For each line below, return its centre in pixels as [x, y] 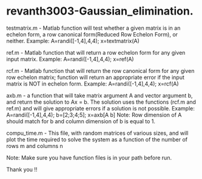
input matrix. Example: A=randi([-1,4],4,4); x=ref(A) [70, 59]
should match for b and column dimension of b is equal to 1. [81, 121]
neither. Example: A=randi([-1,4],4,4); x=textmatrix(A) [73, 41]
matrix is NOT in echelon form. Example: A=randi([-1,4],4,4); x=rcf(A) [93, 84]
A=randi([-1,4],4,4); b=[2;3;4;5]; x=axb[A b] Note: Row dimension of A [94, 115]
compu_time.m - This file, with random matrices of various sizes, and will [97, 133]
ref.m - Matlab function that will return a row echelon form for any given [96, 52]
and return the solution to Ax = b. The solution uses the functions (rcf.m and [101, 102]
